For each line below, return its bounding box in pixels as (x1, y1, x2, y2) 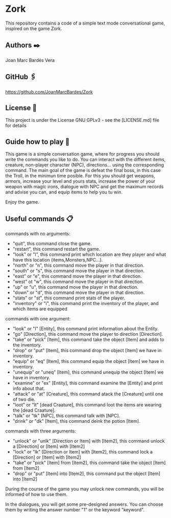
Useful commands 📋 (5, 214, 74, 223)
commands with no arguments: (5, 231, 70, 236)
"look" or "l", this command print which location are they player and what (12, 251, 166, 257)
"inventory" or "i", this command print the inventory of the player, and (12, 300, 159, 306)
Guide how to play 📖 (5, 137, 70, 146)
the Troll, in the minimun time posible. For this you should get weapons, (5, 172, 155, 179)
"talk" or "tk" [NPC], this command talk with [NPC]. (12, 413, 120, 419)
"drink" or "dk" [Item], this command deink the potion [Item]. (12, 418, 140, 424)
